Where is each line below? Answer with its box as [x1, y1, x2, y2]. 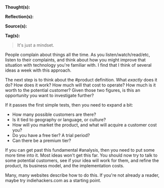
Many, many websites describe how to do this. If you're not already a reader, [5, 172, 160, 178]
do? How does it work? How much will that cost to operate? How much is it [5, 82, 156, 88]
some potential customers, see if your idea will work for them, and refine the [5, 158, 159, 163]
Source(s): [5, 23, 27, 29]
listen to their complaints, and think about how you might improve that [5, 57, 146, 63]
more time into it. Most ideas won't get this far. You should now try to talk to [5, 152, 158, 158]
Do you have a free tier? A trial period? [12, 133, 90, 138]
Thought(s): [5, 4, 30, 10]
